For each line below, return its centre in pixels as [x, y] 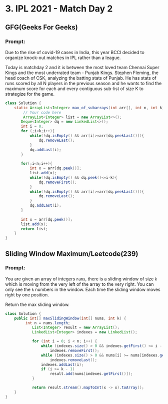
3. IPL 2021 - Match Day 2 [59, 9]
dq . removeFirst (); [58, 182]
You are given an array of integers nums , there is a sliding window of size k [81, 279]
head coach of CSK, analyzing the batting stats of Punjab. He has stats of [81, 78]
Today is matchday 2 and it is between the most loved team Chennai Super [82, 67]
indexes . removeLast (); [73, 360]
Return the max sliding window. [37, 304]
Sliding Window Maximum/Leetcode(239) [72, 254]
